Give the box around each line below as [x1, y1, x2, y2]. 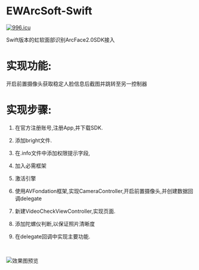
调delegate [14, 195, 42, 202]
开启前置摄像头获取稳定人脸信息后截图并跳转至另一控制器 [6, 80, 147, 87]
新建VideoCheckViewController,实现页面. [14, 207, 116, 215]
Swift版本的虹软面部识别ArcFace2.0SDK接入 [6, 36, 115, 43]
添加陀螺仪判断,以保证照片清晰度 [14, 220, 95, 227]
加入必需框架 [14, 162, 46, 169]
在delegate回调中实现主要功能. [14, 232, 91, 240]
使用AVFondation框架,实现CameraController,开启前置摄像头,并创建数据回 [14, 187, 194, 194]
